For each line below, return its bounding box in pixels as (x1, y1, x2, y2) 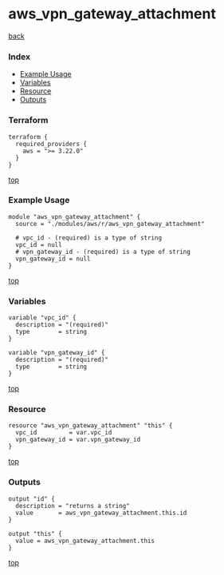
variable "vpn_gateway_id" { (8, 349, 105, 357)
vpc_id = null (15, 240, 62, 248)
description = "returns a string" (15, 502, 130, 510)
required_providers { (15, 140, 88, 148)
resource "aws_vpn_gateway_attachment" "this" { (8, 422, 173, 430)
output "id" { (8, 494, 56, 503)
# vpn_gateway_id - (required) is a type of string (15, 248, 191, 256)
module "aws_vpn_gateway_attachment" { (8, 212, 141, 220)
